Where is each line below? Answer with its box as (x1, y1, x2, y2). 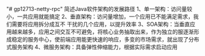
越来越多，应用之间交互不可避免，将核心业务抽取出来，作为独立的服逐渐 (11, 28, 194, 35)
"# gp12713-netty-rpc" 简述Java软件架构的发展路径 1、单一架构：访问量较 (6, 5, 193, 12)
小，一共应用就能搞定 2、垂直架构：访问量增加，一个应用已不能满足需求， (6, 13, 194, 20)
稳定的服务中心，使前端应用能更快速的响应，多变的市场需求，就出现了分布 (11, 36, 199, 43)
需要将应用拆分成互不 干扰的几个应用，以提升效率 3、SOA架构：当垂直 (11, 21, 190, 27)
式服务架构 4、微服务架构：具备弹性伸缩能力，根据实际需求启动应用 (6, 43, 177, 51)
